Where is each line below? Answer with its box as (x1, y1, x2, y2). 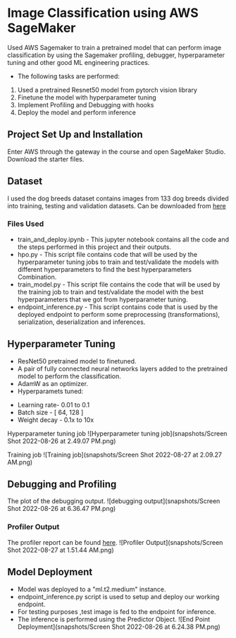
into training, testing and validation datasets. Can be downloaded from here (7, 201, 227, 210)
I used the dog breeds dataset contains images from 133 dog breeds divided (7, 194, 229, 203)
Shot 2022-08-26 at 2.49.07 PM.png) (7, 436, 116, 445)
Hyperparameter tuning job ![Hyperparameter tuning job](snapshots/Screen (7, 429, 228, 438)
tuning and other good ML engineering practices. (7, 58, 150, 66)
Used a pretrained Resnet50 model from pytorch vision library (17, 85, 197, 94)
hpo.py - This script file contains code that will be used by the (17, 250, 198, 258)
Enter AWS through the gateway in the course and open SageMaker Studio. (7, 147, 226, 156)
